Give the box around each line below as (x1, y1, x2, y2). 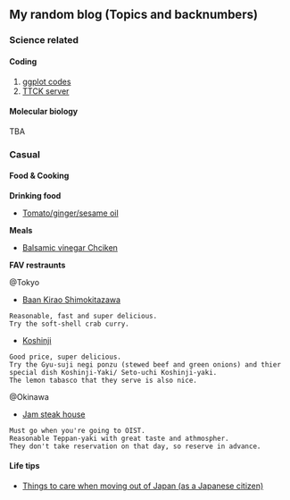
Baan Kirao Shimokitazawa (21, 294, 121, 305)
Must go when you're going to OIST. (9, 426, 145, 435)
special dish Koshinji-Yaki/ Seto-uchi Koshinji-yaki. (9, 368, 218, 377)
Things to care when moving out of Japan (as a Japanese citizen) (21, 480, 264, 491)
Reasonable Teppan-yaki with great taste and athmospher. (9, 434, 229, 443)
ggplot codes (21, 76, 71, 87)
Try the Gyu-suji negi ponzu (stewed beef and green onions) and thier (9, 360, 281, 369)
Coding (9, 55, 37, 66)
